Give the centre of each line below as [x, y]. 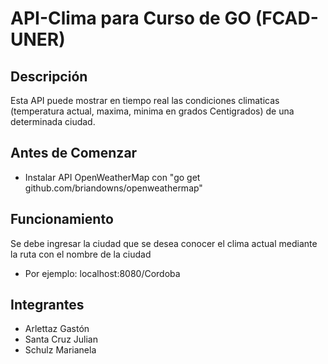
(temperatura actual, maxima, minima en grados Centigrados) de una [152, 111]
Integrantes [47, 305]
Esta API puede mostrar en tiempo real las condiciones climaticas [145, 100]
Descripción [49, 76]
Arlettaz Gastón [57, 329]
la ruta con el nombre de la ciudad [81, 254]
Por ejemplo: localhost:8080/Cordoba [102, 273]
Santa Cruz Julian [61, 339]
